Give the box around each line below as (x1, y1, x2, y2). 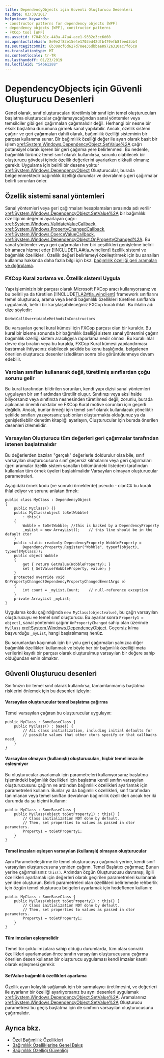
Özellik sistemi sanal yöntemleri (5, 192, 105, 201)
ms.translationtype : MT (5, 48, 54, 53)
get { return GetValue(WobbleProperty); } (23, 561, 111, 567)
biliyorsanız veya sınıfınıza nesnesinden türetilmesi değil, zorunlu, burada (5, 396, 153, 402)
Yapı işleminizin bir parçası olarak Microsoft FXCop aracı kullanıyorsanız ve (5, 286, 157, 292)
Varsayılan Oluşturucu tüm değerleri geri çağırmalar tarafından (5, 435, 159, 441)
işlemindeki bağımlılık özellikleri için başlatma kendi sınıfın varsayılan (5, 777, 144, 783)
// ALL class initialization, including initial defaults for (23, 728, 153, 733)
